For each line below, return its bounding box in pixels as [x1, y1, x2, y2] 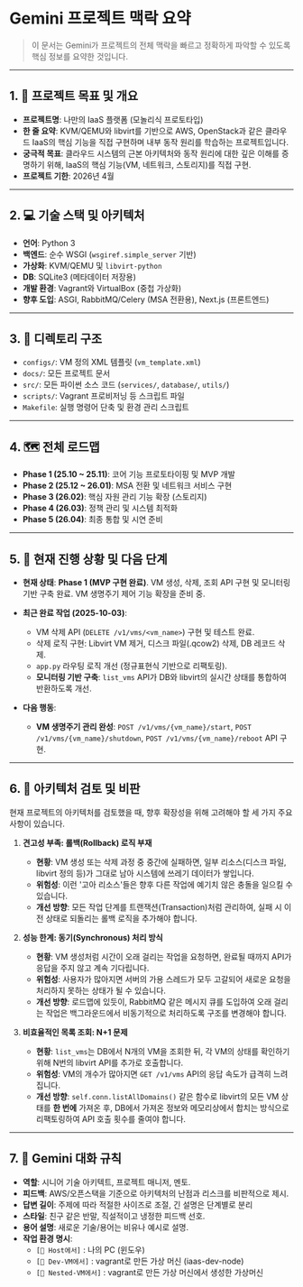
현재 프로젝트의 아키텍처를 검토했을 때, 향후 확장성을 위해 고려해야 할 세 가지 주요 [9, 806, 293, 817]
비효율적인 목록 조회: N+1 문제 [22, 1026, 128, 1037]
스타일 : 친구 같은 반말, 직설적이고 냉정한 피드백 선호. [22, 1210, 206, 1221]
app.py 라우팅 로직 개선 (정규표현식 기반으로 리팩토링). [35, 660, 228, 671]
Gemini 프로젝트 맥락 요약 [9, 8, 191, 29]
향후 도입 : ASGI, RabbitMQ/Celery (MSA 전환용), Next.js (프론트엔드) [22, 294, 270, 305]
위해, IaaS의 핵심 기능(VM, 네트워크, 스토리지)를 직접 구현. [46, 159, 252, 170]
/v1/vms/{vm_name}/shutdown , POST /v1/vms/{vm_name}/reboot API [35, 732, 278, 743]
